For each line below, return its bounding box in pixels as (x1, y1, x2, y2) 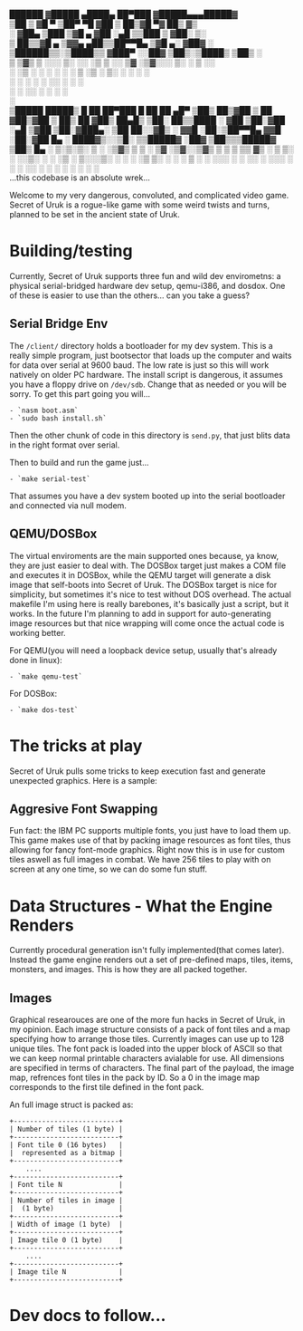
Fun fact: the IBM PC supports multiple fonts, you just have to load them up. (9, 825, 291, 836)
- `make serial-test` (9, 474, 91, 484)
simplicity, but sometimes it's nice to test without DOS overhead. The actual (9, 589, 292, 600)
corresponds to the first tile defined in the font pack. (9, 1082, 204, 1093)
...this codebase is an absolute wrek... (9, 172, 151, 183)
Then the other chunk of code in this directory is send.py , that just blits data (9, 429, 291, 440)
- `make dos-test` (9, 705, 79, 715)
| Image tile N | (9, 1268, 124, 1277)
